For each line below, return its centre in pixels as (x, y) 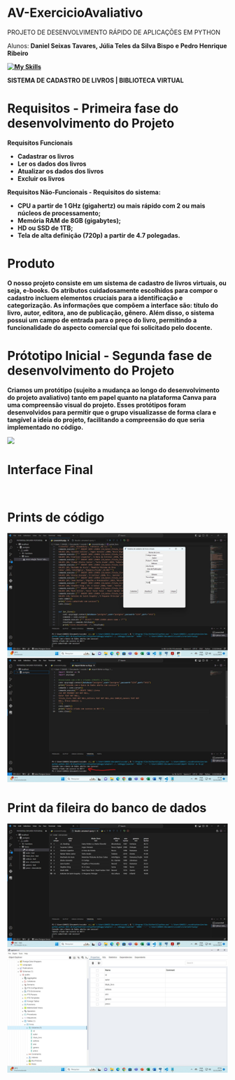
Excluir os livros (41, 178)
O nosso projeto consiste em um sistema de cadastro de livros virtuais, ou (117, 283)
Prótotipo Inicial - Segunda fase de (109, 356)
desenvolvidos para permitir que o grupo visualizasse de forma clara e (112, 412)
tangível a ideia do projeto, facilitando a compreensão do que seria (106, 419)
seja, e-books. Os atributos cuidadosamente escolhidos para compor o (113, 290)
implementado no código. (45, 427)
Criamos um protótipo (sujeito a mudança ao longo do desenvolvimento (114, 390)
